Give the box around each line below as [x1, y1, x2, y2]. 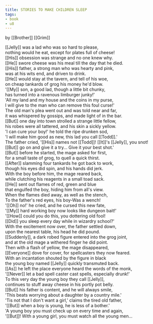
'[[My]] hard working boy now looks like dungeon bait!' [5, 208, 117, 214]
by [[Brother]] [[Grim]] [5, 35, 50, 41]
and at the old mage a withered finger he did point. [5, 239, 109, 246]
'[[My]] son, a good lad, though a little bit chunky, [5, 86, 106, 92]
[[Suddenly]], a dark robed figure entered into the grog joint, [5, 234, 127, 240]
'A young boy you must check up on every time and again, [5, 308, 123, 314]
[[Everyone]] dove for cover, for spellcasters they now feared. [5, 250, 131, 256]
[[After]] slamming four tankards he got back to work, [5, 160, 114, 166]
